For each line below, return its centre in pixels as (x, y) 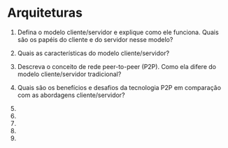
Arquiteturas (45, 13)
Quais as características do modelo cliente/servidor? (93, 53)
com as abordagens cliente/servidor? (71, 95)
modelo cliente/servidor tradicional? (69, 74)
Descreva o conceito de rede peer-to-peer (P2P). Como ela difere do (117, 66)
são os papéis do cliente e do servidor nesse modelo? (95, 39)
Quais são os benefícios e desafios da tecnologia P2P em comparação (119, 87)
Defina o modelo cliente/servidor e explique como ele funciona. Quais (118, 32)
